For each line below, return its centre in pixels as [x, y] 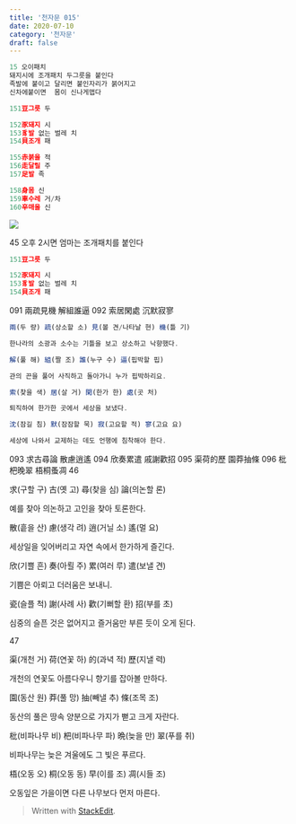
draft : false [34, 43]
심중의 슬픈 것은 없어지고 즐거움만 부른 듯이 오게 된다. [102, 623]
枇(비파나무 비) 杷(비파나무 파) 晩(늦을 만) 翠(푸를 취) [102, 736]
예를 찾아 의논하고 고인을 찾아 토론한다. [78, 508]
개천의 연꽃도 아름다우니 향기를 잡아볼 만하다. [88, 678]
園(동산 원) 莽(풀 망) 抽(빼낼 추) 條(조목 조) [84, 697]
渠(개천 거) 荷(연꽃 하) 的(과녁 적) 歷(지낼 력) [87, 659]
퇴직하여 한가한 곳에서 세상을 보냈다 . [69, 408]
